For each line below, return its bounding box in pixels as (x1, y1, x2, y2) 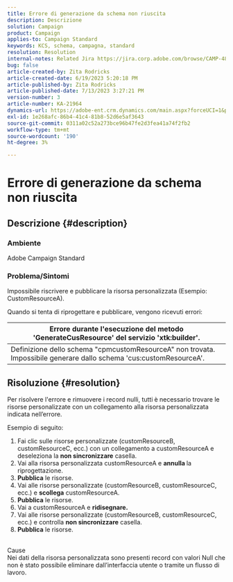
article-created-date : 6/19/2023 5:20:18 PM (7, 74, 138, 82)
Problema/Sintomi (7, 271, 69, 281)
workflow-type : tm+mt (7, 126, 70, 133)
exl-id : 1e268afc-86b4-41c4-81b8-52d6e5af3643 (7, 113, 144, 120)
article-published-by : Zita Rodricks (7, 81, 116, 88)
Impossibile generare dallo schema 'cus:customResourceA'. (10, 353, 205, 363)
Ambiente (7, 238, 42, 248)
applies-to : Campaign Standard (7, 36, 98, 43)
